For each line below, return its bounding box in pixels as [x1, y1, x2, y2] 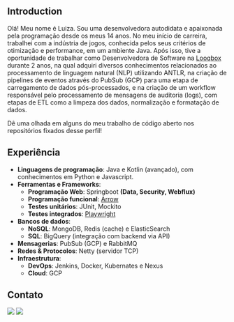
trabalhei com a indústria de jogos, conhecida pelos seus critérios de [7, 38, 206, 47]
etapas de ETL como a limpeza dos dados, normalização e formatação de [7, 98, 219, 107]
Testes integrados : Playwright [27, 209, 116, 218]
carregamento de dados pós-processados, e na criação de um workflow [7, 83, 217, 91]
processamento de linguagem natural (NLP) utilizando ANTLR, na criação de [7, 68, 227, 77]
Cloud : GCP [27, 268, 63, 277]
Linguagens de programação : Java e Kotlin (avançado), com [17, 165, 194, 174]
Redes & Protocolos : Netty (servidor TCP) [17, 247, 139, 255]
